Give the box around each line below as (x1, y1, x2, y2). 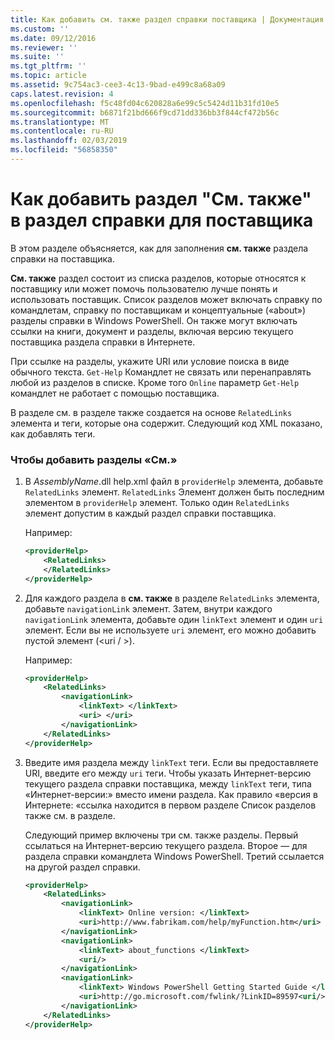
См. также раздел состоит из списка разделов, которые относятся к (10, 272, 307, 284)
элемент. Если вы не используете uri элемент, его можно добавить (24, 624, 317, 636)
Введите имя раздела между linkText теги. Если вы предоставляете (24, 756, 319, 768)
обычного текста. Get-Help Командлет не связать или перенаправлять (10, 366, 312, 378)
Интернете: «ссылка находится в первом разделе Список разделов (24, 799, 317, 811)
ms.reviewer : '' (10, 42, 78, 53)
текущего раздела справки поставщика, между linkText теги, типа (24, 777, 312, 790)
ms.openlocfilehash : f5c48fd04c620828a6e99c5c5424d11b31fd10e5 (10, 98, 280, 108)
